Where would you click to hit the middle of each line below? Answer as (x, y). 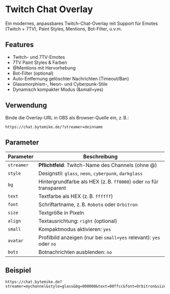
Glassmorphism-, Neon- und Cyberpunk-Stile (60, 84)
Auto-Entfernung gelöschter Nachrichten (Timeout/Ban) (71, 78)
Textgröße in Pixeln (61, 213)
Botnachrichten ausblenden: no (75, 252)
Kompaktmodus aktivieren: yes (75, 230)
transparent (52, 188)
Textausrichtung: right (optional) (78, 221)
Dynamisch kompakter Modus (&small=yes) (58, 89)
